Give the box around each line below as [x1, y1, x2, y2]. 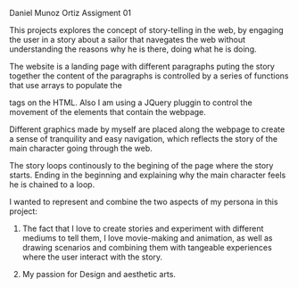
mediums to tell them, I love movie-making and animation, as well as [21, 233, 273, 243]
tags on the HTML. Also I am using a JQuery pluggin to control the [9, 97, 252, 108]
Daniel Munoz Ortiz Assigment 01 [9, 8, 132, 18]
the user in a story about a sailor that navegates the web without [9, 35, 246, 45]
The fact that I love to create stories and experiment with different [21, 223, 264, 234]
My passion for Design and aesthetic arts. [21, 269, 177, 279]
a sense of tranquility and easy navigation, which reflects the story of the [9, 134, 278, 144]
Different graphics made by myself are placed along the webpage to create [9, 124, 286, 135]
